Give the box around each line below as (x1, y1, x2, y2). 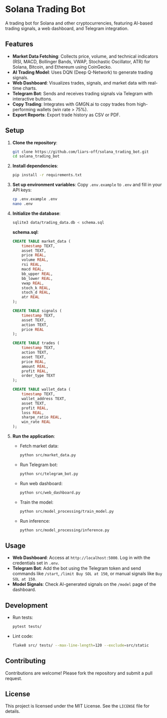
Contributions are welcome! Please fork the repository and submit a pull (5, 670, 153, 676)
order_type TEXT (21, 373, 55, 379)
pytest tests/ (12, 624, 42, 629)
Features (5, 40, 33, 49)
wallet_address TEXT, (21, 396, 66, 401)
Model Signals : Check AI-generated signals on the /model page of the (12, 581, 157, 587)
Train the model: (19, 499, 54, 505)
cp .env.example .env (12, 197, 57, 202)
